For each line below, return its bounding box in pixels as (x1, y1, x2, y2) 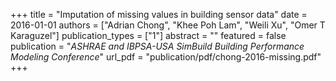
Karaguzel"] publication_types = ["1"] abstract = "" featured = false (10, 30, 287, 41)
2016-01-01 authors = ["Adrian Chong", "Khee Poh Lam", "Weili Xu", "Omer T (10, 19, 326, 31)
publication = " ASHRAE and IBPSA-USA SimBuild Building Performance (10, 40, 305, 52)
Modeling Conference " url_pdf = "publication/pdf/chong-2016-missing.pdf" (10, 51, 322, 63)
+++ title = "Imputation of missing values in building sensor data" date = (10, 9, 308, 20)
